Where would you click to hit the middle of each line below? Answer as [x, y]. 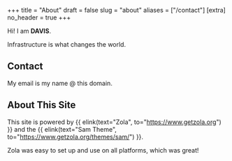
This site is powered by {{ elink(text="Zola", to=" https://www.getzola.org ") [114, 122]
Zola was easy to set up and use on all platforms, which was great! [103, 150]
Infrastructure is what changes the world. [67, 44]
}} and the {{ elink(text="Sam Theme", [62, 129]
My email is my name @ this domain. [60, 83]
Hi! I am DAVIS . [29, 31]
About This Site [42, 105]
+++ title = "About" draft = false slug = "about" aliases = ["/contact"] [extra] [116, 10]
